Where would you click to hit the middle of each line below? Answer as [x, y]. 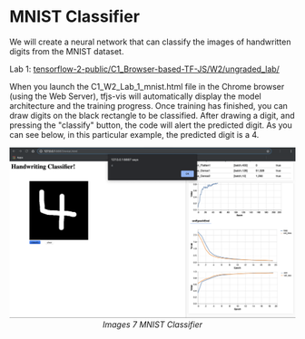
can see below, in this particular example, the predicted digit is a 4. [134, 134]
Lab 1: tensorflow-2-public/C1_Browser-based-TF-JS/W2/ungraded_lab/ [144, 69]
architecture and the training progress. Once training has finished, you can [149, 105]
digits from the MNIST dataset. [67, 51]
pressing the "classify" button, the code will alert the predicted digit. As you [151, 125]
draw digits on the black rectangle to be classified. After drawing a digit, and [152, 115]
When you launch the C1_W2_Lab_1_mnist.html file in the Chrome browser [147, 86]
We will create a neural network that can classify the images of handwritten [150, 42]
